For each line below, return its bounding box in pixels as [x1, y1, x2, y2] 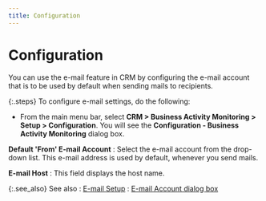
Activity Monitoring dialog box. [19, 128, 125, 138]
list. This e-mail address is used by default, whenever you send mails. [28, 152, 259, 162]
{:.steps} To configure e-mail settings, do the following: [8, 97, 191, 106]
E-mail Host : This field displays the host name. [8, 168, 165, 178]
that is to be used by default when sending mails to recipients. [8, 81, 214, 90]
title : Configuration [8, 11, 81, 20]
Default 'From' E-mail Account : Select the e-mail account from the [8, 144, 232, 154]
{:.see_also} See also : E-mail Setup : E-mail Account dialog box [8, 183, 219, 193]
